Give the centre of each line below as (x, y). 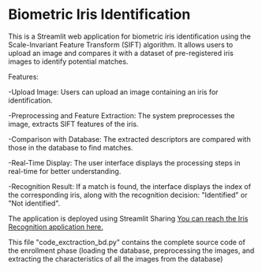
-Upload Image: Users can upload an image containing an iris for (113, 91)
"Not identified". (34, 203)
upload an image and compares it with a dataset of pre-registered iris (121, 53)
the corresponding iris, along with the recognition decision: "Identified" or (128, 195)
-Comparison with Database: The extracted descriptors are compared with (129, 139)
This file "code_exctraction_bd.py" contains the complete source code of (127, 242)
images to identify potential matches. (68, 61)
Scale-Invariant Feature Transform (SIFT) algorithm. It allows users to (121, 44)
